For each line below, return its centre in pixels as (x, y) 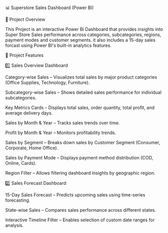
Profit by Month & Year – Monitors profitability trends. (61, 132)
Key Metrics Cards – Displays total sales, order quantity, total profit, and (80, 108)
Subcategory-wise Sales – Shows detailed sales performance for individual (83, 92)
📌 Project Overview (25, 19)
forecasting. (18, 200)
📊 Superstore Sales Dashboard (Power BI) (50, 8)
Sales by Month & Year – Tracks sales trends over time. (62, 123)
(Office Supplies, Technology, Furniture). (48, 82)
